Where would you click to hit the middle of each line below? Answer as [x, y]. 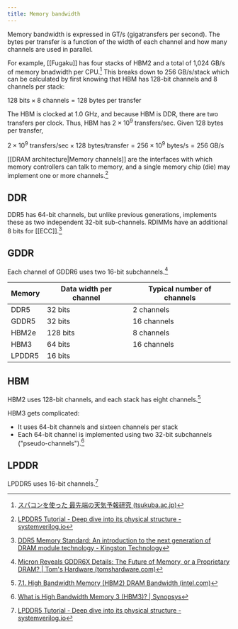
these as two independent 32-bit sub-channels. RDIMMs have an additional [118, 222]
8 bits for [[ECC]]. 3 [35, 230]
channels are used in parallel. [50, 49]
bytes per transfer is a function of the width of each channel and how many [118, 41]
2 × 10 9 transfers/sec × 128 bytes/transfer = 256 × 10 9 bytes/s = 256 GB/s [116, 145]
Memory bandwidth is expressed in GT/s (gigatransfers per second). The [114, 34]
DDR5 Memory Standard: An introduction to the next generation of [114, 540]
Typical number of [180, 289]
